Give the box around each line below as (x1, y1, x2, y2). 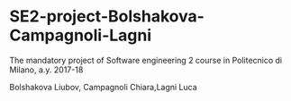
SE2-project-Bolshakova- (9, 6, 205, 27)
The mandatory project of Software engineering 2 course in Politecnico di (9, 55, 282, 65)
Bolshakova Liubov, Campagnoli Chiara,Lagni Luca (9, 81, 198, 92)
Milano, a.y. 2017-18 (9, 64, 84, 75)
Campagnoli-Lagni (9, 25, 152, 46)
